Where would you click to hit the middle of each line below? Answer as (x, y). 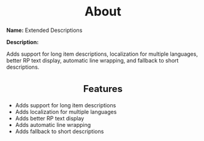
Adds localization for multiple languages (66, 112)
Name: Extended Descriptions (44, 30)
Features (103, 89)
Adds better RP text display (50, 118)
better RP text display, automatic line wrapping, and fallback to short (93, 61)
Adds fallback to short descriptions (59, 131)
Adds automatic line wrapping (53, 124)
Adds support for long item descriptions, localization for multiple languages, (102, 54)
